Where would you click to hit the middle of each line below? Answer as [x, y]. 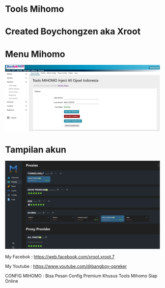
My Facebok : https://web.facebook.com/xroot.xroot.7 [60, 257]
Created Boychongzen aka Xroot [73, 32]
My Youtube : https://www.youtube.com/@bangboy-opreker [66, 266]
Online [12, 281]
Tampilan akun [36, 150]
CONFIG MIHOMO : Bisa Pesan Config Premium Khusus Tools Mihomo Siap [81, 276]
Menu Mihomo [35, 54]
